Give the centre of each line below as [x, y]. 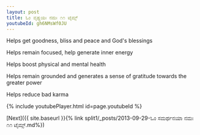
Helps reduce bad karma [38, 95]
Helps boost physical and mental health [56, 64]
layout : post [23, 12]
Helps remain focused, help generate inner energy [70, 53]
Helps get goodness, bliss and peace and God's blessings [80, 41]
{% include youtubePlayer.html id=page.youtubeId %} [74, 106]
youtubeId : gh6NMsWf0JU [37, 23]
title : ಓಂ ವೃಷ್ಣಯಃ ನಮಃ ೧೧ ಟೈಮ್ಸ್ [42, 18]
